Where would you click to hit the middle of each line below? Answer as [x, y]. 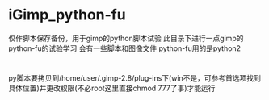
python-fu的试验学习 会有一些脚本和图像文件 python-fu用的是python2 [124, 48]
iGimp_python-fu [67, 15]
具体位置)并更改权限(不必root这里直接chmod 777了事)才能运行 [112, 88]
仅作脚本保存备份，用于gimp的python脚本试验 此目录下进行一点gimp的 [126, 38]
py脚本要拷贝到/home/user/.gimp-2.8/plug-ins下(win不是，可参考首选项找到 [134, 78]
